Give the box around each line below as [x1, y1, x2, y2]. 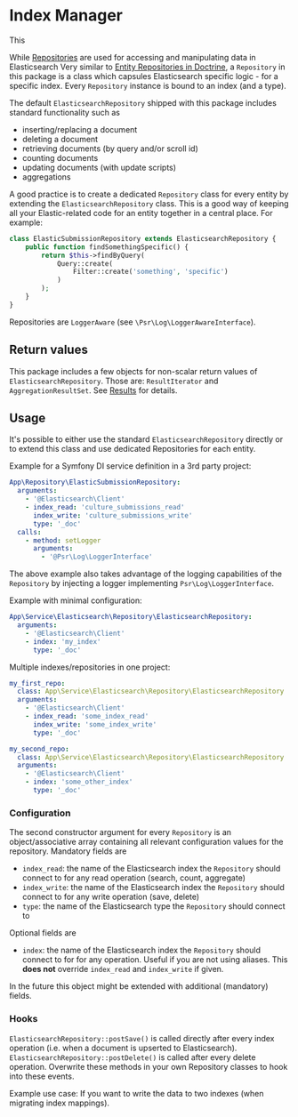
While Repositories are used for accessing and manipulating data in [9, 52, 256, 62]
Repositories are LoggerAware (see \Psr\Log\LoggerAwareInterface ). [9, 317, 256, 327]
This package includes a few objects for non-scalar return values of [9, 366, 258, 376]
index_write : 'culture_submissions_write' [32, 510, 193, 520]
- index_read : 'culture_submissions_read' [25, 503, 185, 512]
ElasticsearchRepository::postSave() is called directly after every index [9, 1033, 275, 1043]
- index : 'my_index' [25, 637, 101, 646]
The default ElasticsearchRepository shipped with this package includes [9, 97, 278, 108]
